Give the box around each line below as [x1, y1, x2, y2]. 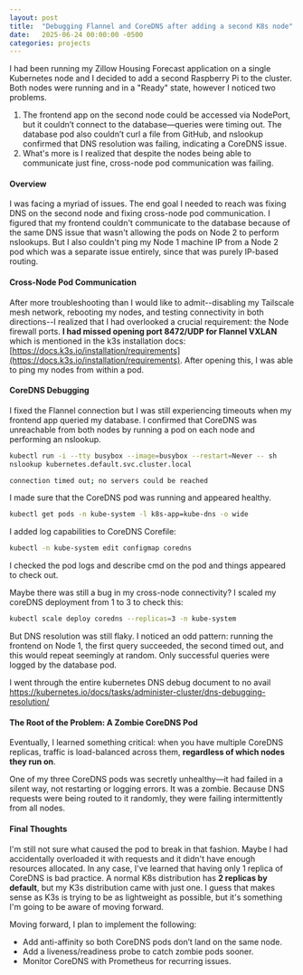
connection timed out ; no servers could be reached [9, 476, 208, 485]
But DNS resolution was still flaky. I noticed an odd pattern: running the [9, 630, 274, 642]
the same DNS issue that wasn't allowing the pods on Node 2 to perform [9, 227, 279, 238]
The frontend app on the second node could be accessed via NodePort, [22, 109, 291, 120]
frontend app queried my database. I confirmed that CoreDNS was [9, 414, 258, 425]
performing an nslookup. [9, 433, 101, 444]
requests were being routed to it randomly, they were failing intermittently [9, 793, 283, 804]
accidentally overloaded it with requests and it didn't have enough [9, 853, 256, 864]
